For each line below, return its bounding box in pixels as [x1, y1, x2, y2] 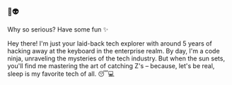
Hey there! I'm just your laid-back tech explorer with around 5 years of [7, 39, 212, 48]
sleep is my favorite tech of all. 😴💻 [7, 70, 115, 78]
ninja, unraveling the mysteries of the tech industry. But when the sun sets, [7, 54, 225, 63]
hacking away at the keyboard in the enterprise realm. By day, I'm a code [7, 47, 221, 55]
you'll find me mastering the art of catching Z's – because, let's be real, [7, 62, 215, 70]
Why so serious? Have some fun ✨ [7, 25, 108, 34]
